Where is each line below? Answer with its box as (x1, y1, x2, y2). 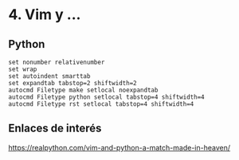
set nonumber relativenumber (8, 58, 105, 66)
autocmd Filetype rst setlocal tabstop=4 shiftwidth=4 (8, 100, 194, 108)
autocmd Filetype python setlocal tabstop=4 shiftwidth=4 (8, 93, 205, 101)
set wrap (8, 65, 37, 73)
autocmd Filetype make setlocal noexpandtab (8, 86, 159, 94)
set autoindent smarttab (8, 72, 91, 80)
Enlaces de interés (8, 122, 102, 135)
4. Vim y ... (8, 6, 81, 24)
